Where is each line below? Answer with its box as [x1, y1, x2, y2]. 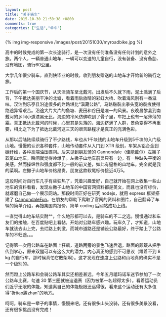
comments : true [5, 21, 37, 26]
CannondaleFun [14, 196, 47, 203]
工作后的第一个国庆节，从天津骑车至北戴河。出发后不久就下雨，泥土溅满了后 [5, 89, 161, 95]
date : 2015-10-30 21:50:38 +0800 [5, 16, 74, 21]
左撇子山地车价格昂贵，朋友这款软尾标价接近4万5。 [22, 168, 127, 174]
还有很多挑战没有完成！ [5, 307, 53, 313]
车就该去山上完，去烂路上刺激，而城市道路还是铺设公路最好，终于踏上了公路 [5, 226, 161, 231]
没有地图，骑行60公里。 [5, 62, 54, 68]
